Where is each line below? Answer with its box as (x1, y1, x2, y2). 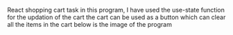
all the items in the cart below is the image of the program (7, 21, 172, 28)
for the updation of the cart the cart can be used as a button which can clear (7, 13, 226, 21)
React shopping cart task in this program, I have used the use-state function (7, 6, 225, 14)
